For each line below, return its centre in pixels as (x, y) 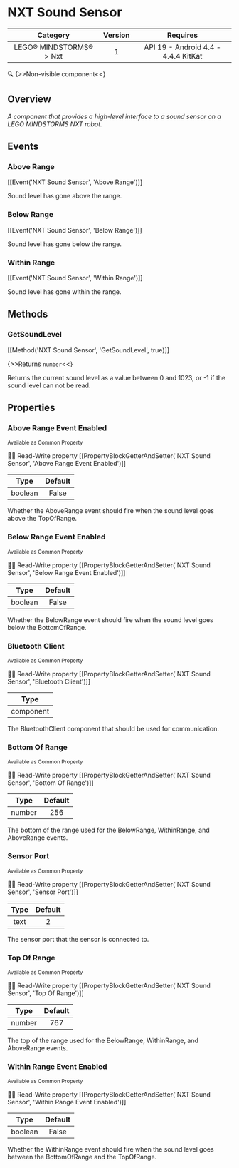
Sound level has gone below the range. (65, 244)
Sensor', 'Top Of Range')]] (46, 993)
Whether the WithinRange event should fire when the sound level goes (111, 1149)
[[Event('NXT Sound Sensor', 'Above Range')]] (75, 182)
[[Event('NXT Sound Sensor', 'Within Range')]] (75, 278)
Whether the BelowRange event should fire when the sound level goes (110, 620)
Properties (31, 408)
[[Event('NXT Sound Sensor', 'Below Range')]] (75, 230)
